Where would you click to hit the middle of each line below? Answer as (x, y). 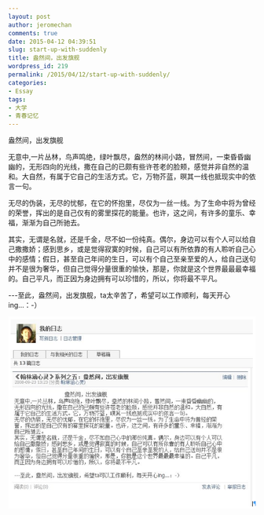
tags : (17, 99)
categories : (27, 82)
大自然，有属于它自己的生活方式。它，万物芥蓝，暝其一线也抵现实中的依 (139, 177)
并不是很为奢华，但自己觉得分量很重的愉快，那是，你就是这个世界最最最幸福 (132, 269)
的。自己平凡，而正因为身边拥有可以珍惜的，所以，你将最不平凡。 (115, 279)
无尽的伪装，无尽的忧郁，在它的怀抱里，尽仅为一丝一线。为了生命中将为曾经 (132, 203)
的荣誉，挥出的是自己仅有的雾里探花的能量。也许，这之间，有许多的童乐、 (128, 213)
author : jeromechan (40, 25)
